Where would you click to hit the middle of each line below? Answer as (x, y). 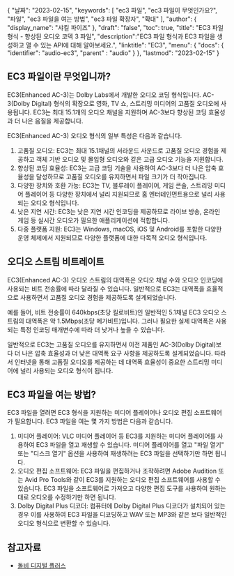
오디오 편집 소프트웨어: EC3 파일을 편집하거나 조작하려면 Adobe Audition (117, 471)
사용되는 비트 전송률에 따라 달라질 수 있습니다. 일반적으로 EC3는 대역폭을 (106, 289)
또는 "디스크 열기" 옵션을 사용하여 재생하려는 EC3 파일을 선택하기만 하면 (115, 454)
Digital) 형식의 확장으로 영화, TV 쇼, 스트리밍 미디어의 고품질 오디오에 (125, 103)
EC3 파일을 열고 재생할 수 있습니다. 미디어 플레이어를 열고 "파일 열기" (130, 445)
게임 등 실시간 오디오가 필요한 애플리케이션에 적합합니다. (94, 220)
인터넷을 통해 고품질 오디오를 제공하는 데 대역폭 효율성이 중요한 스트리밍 (112, 362)
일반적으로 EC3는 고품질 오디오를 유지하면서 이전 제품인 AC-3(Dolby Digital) (112, 344)
